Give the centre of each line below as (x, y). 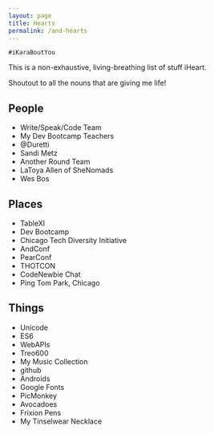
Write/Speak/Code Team (61, 128)
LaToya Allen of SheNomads (67, 170)
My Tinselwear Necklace (61, 421)
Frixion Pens (40, 412)
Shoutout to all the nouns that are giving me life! (87, 83)
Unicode (34, 327)
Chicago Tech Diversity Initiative (73, 240)
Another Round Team (55, 162)
